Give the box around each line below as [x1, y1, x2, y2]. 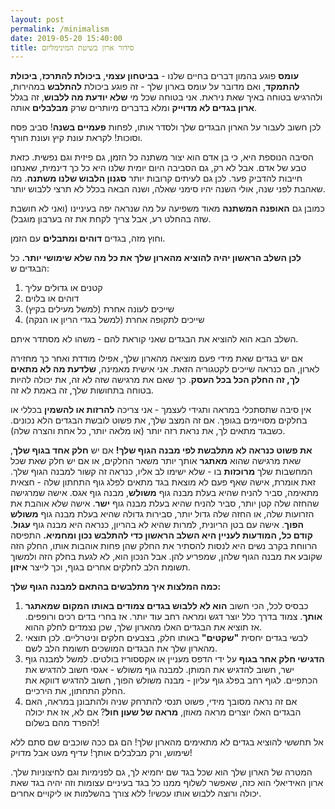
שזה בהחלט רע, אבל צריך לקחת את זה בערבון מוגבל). [10, 213, 212, 225]
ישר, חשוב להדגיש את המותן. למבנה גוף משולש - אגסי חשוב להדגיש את [24, 664, 295, 676]
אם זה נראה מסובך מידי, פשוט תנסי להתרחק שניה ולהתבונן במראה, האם [24, 696, 298, 708]
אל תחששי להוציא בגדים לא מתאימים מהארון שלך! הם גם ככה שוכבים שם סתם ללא [10, 736, 324, 748]
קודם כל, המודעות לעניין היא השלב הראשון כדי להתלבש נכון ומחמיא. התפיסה [10, 529, 313, 541]
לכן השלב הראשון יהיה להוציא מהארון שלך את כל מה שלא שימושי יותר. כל [10, 252, 302, 264]
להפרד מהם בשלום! [24, 717, 100, 729]
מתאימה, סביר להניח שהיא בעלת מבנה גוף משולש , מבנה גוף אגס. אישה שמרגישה [10, 487, 319, 499]
